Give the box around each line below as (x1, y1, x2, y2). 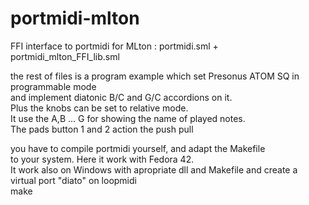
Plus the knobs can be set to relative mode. (10, 102, 189, 114)
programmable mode (10, 80, 97, 92)
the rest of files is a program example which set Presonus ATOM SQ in (10, 70, 300, 82)
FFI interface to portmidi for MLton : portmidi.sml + (10, 40, 219, 52)
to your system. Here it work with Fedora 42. (10, 153, 195, 165)
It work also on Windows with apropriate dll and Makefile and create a (10, 163, 298, 176)
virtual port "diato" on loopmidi (10, 174, 137, 186)
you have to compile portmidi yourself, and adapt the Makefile (10, 142, 266, 154)
